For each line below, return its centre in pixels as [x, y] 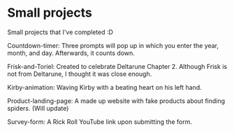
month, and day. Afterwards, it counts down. [71, 53]
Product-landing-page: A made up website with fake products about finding [116, 101]
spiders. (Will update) [38, 108]
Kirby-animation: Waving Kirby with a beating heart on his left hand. [104, 87]
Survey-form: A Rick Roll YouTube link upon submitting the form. [100, 122]
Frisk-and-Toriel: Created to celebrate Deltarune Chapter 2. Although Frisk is [117, 66]
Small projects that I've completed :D [60, 32]
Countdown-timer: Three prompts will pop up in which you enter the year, [113, 45]
